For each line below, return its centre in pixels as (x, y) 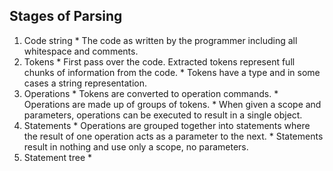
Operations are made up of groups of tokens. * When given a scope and (172, 104)
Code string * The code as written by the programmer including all (160, 40)
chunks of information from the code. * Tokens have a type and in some (172, 72)
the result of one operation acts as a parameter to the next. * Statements (173, 136)
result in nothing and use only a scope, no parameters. (136, 146)
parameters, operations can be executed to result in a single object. (163, 115)
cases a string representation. (85, 83)
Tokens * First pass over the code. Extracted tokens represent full (159, 61)
